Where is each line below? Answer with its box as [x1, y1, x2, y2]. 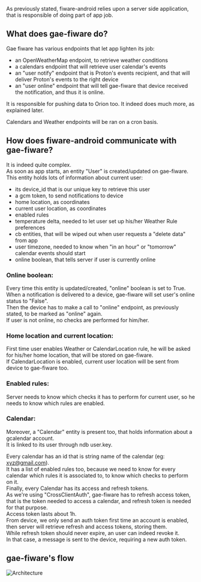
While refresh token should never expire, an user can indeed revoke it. [6, 529, 180, 536]
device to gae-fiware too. [6, 364, 69, 372]
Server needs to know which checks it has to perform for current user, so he [6, 393, 195, 400]
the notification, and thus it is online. [14, 88, 105, 96]
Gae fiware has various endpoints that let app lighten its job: [6, 45, 155, 52]
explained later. [6, 107, 44, 114]
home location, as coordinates [14, 198, 90, 205]
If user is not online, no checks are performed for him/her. [6, 316, 149, 324]
